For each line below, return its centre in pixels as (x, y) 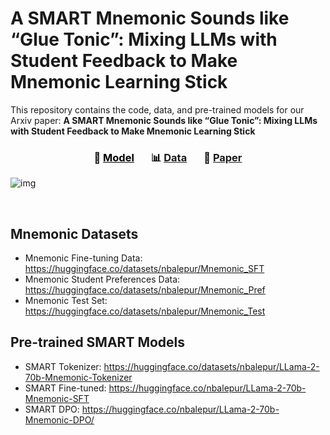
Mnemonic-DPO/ (59, 419)
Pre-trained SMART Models (98, 342)
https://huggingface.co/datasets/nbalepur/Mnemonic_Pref (145, 290)
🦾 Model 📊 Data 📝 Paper (168, 157)
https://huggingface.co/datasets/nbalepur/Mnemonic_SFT (144, 269)
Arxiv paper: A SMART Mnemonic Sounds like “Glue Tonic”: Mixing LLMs (164, 120)
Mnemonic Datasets (74, 233)
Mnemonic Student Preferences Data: (102, 279)
